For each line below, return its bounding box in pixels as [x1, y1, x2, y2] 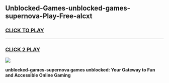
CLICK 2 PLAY [5, 46, 40, 53]
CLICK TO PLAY [5, 27, 44, 34]
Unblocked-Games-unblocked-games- [5, 4, 131, 13]
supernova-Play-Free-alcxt [5, 12, 93, 21]
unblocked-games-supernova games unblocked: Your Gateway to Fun [5, 66, 155, 72]
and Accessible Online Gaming [5, 72, 71, 78]
